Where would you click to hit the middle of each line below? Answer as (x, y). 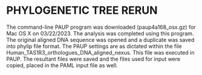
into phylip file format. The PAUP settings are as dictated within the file (94, 46)
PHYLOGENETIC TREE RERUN (82, 10)
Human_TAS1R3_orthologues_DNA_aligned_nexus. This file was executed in (100, 52)
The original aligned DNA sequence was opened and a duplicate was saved (100, 40)
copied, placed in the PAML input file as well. (62, 65)
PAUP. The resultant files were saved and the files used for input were (93, 59)
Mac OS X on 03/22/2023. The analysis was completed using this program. (100, 33)
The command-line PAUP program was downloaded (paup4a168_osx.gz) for (101, 27)
